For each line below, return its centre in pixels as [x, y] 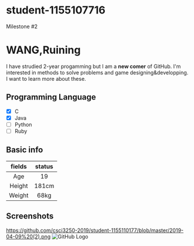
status [44, 166]
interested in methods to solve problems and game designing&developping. [97, 72]
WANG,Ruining [43, 50]
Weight [19, 195]
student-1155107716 [56, 10]
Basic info [25, 150]
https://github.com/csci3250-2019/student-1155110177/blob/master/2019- [95, 230]
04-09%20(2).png [28, 236]
